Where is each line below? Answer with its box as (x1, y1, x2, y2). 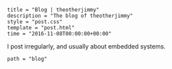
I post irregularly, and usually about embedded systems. (7, 42, 166, 51)
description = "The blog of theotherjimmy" (7, 12, 134, 19)
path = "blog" (7, 55, 48, 62)
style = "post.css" (7, 18, 63, 25)
